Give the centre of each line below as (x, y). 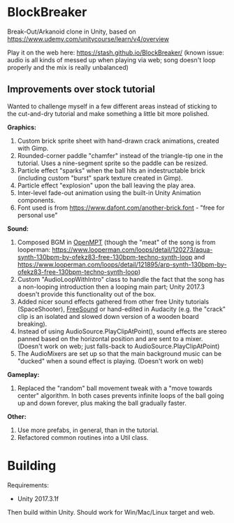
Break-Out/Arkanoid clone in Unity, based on (72, 31)
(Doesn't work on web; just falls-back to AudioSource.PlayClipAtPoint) (118, 346)
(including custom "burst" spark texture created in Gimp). (100, 178)
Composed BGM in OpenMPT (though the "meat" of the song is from (116, 242)
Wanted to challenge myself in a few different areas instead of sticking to (112, 106)
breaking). (32, 324)
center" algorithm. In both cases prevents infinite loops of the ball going (121, 395)
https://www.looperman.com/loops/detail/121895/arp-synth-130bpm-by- (122, 264)
